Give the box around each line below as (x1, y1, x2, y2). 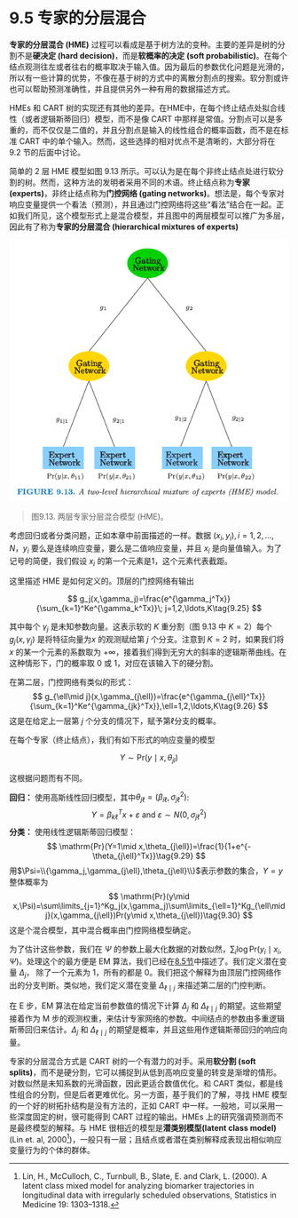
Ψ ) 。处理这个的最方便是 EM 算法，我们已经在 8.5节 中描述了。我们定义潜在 (9, 956, 279, 967)
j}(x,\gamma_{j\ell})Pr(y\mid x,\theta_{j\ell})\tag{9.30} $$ (45, 910, 253, 920)
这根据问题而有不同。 (9, 772, 87, 783)
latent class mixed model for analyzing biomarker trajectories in (21, 1181, 255, 1191)
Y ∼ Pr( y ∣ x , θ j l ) (119, 752, 179, 765)
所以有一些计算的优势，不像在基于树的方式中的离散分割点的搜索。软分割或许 (9, 72, 289, 83)
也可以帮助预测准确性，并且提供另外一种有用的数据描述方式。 (9, 84, 235, 94)
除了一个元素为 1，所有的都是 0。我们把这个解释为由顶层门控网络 (35, 967, 274, 978)
